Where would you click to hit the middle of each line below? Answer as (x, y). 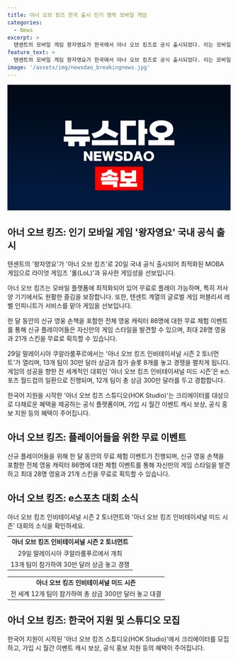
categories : (25, 22)
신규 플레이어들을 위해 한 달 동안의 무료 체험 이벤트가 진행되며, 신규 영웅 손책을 (116, 456)
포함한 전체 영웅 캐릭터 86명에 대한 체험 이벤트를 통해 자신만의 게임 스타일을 (112, 464)
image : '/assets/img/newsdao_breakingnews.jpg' (79, 67)
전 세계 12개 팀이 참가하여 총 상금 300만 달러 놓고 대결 (86, 594)
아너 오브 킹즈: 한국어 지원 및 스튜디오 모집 (94, 620)
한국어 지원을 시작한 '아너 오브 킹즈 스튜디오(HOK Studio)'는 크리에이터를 (109, 396)
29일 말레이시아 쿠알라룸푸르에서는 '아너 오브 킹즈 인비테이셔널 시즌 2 (104, 354)
